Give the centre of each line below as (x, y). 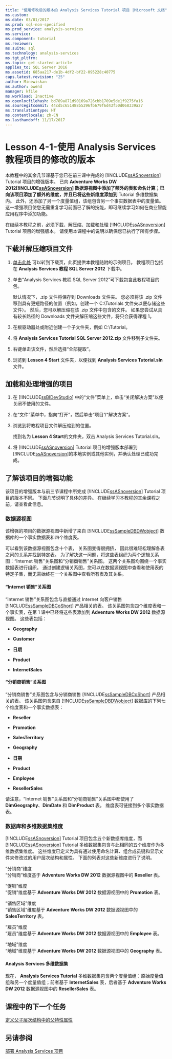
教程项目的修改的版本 (50, 160)
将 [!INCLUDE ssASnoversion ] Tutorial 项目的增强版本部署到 (75, 447)
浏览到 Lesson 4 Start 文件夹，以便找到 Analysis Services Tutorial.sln (88, 360)
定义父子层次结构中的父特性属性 (39, 1020)
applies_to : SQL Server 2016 (36, 67)
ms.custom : (17, 15)
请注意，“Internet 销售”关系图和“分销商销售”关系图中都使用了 (70, 799)
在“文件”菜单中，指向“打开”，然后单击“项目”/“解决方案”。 (73, 415)
